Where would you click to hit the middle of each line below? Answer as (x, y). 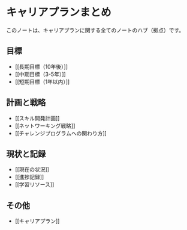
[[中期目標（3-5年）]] (40, 74)
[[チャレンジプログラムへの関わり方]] (61, 133)
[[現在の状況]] (32, 170)
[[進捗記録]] (29, 177)
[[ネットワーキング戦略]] (45, 126)
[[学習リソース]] (34, 185)
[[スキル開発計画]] (37, 118)
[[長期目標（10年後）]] (41, 66)
